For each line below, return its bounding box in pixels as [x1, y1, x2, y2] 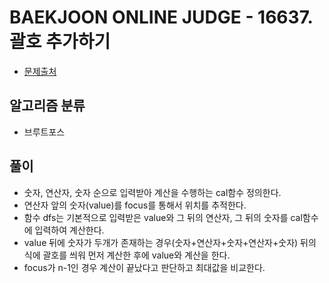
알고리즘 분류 [9, 97, 86, 115]
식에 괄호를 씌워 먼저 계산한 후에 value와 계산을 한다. [23, 249, 231, 261]
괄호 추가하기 [9, 31, 111, 53]
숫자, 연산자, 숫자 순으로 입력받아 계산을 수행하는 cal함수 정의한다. [23, 186, 282, 198]
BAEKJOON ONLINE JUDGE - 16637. [9, 6, 313, 29]
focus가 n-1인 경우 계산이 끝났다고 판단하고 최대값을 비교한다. [23, 261, 266, 273]
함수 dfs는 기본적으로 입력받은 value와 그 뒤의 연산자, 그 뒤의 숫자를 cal [23, 211, 303, 223]
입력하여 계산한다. [34, 224, 105, 236]
